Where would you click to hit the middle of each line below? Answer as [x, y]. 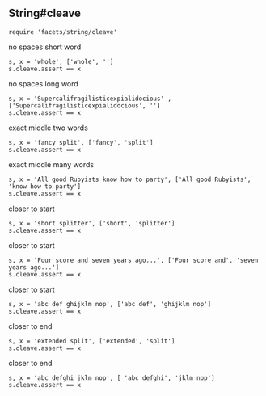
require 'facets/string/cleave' [63, 32]
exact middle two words [49, 128]
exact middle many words [51, 164]
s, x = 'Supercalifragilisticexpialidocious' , [90, 99]
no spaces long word [43, 83]
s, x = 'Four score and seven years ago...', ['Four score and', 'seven [133, 260]
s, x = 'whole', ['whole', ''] [61, 61]
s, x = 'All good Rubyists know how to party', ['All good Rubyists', [130, 179]
